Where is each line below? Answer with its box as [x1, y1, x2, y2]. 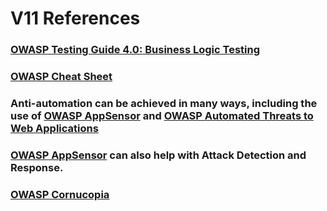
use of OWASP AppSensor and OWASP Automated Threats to [10, 108, 314, 122]
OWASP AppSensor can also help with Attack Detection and [10, 148, 307, 162]
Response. [10, 160, 64, 174]
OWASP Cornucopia [10, 187, 110, 201]
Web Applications [10, 121, 99, 135]
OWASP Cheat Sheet [10, 70, 113, 84]
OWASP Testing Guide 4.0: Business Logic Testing [10, 43, 260, 57]
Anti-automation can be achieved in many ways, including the [10, 96, 318, 110]
